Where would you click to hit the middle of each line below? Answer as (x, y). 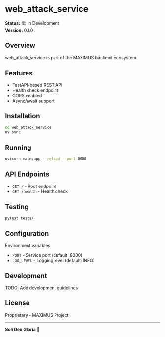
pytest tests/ (20, 218)
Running (18, 147)
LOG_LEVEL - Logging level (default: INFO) (53, 261)
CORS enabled (27, 95)
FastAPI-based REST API (37, 85)
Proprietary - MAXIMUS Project (37, 315)
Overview (20, 46)
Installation (23, 116)
